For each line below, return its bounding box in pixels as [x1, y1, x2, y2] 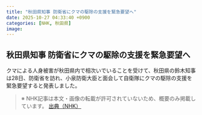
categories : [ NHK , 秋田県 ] [6, 20, 71, 26]
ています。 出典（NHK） [21, 102, 81, 110]
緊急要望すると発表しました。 [6, 82, 80, 90]
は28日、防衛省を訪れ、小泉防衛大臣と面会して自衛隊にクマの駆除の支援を [6, 74, 192, 82]
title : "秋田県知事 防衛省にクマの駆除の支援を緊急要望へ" [6, 8, 137, 15]
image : [6, 25, 23, 32]
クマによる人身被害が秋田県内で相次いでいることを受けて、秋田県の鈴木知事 [6, 67, 196, 74]
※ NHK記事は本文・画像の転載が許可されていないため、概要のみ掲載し [21, 95, 196, 102]
